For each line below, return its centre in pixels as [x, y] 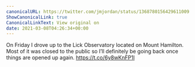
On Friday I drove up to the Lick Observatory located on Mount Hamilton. [95, 45]
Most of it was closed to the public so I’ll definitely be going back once [92, 52]
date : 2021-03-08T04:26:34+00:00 [47, 28]
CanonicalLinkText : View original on [53, 23]
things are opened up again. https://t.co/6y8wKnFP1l [71, 58]
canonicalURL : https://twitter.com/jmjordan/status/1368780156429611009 [98, 12]
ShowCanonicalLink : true [37, 17]
